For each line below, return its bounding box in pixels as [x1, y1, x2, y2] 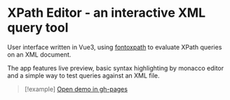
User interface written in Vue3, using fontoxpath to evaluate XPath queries [7, 43, 222, 51]
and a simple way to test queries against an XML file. [7, 71, 160, 80]
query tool [7, 20, 69, 36]
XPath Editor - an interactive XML [7, 5, 206, 21]
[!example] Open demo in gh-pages [24, 85, 128, 93]
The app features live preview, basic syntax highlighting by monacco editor [7, 64, 224, 72]
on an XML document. [7, 50, 72, 59]
